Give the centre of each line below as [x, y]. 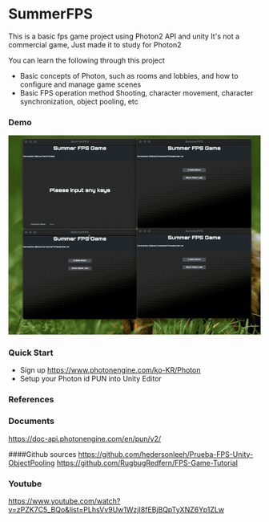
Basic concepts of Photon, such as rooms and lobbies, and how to [129, 75]
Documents [31, 421]
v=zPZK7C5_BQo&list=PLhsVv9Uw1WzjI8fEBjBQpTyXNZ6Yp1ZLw [116, 509]
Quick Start [31, 353]
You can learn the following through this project [87, 60]
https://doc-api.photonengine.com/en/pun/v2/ [85, 438]
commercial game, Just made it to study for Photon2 [95, 44]
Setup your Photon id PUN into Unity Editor [90, 379]
